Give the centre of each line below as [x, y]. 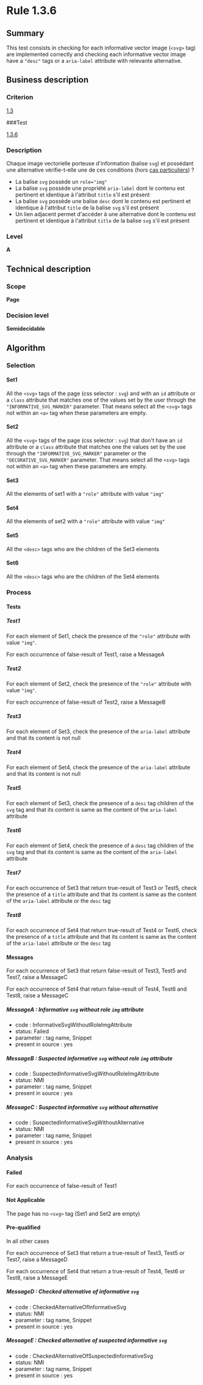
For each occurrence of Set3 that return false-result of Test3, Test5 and [97, 971]
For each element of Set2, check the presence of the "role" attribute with [99, 684]
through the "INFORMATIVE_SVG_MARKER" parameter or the [76, 453]
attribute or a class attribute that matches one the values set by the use [96, 447]
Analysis [20, 1158]
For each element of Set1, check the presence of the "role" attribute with [98, 636]
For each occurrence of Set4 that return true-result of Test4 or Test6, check [102, 930]
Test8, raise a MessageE [37, 1278]
